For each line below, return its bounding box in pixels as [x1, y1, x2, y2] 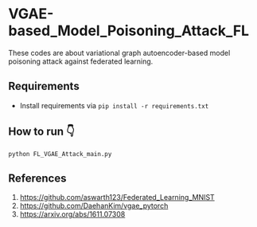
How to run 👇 [8, 125, 75, 139]
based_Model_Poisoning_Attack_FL [8, 22, 249, 40]
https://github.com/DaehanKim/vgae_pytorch [19, 201, 169, 211]
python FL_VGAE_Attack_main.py [8, 150, 112, 158]
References [8, 171, 67, 185]
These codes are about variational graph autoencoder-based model [8, 48, 231, 57]
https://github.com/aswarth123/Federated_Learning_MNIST [19, 193, 215, 202]
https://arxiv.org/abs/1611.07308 [19, 209, 126, 219]
